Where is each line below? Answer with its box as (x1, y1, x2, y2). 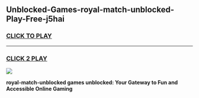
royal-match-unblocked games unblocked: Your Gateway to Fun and (6, 78, 178, 86)
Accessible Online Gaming (6, 85, 73, 92)
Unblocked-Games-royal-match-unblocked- (6, 5, 175, 15)
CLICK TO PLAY (6, 32, 52, 40)
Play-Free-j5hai (6, 14, 65, 24)
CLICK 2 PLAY (6, 54, 47, 62)
